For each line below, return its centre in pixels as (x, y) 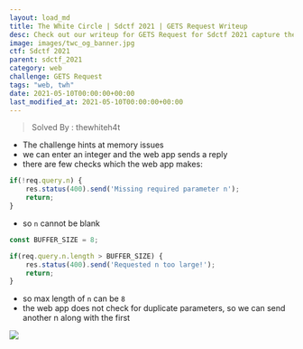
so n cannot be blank (61, 223)
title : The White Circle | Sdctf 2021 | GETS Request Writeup (129, 26)
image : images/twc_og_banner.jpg (72, 43)
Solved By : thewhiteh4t (76, 127)
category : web (36, 69)
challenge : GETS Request (56, 77)
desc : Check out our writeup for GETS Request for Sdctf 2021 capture (145, 34)
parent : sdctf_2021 (46, 60)
